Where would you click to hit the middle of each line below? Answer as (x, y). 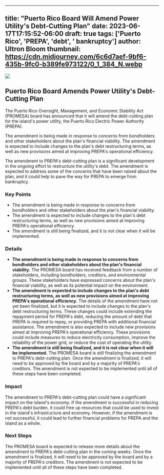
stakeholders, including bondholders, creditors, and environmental (79, 275)
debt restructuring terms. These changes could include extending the (82, 312)
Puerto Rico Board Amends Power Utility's (71, 91)
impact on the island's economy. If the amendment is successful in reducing (82, 402)
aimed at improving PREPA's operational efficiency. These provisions (81, 332)
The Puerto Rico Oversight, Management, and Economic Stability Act (74, 111)
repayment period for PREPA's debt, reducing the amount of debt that (82, 317)
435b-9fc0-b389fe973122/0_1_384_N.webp (74, 64)
